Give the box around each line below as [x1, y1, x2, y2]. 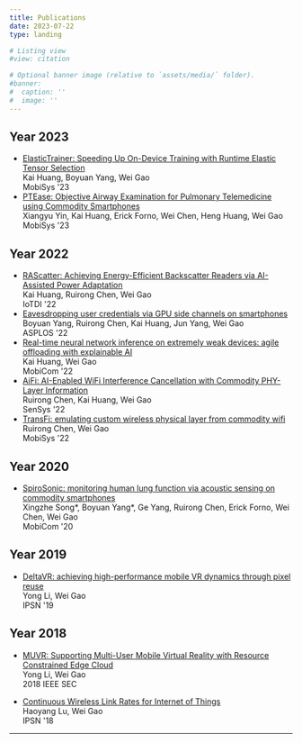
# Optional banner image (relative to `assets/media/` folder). [9, 71, 255, 80]
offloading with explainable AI [22, 347, 133, 358]
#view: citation [9, 55, 70, 64]
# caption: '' [9, 87, 67, 96]
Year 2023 [9, 130, 69, 145]
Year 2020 [9, 458, 70, 474]
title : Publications [9, 13, 87, 23]
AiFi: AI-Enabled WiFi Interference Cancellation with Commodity [22, 376, 260, 386]
